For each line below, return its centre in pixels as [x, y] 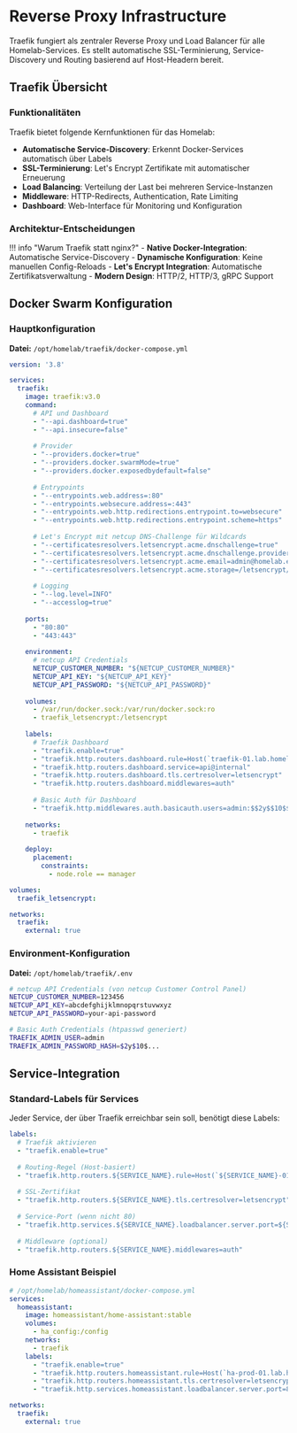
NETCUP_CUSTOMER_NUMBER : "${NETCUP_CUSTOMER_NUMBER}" [134, 669]
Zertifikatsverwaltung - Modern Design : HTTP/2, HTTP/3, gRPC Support [141, 275]
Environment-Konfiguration [70, 953]
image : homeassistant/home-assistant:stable [108, 1315]
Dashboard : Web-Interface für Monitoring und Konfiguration [132, 205]
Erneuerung [43, 177]
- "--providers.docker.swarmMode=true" [106, 463]
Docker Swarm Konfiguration [91, 304]
